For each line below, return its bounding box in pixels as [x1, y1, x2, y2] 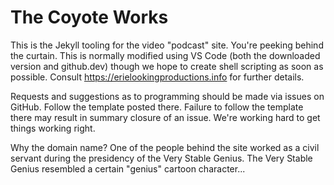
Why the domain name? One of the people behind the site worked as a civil [10, 141, 320, 153]
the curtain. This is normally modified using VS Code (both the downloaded [10, 49, 321, 61]
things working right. [10, 122, 96, 134]
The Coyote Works [10, 6, 169, 29]
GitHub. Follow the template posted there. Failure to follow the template [10, 101, 304, 113]
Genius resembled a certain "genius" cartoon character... [10, 162, 246, 175]
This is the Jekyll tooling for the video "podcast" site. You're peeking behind [10, 39, 324, 51]
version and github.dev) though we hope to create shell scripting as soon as [10, 60, 324, 72]
